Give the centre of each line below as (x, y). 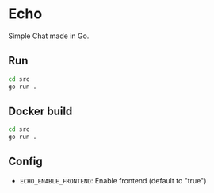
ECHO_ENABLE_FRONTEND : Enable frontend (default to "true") (113, 180)
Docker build (40, 111)
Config (25, 162)
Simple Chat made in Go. (49, 36)
